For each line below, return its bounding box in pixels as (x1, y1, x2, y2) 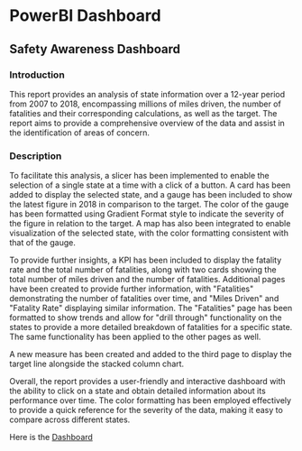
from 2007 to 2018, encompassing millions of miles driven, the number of (9, 98, 281, 109)
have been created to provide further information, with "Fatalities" (9, 283, 254, 294)
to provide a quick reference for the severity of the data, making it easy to (9, 405, 284, 416)
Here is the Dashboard (9, 432, 93, 443)
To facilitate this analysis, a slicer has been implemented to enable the (9, 170, 270, 181)
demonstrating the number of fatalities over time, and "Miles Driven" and (9, 293, 279, 304)
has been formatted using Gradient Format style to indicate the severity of (9, 208, 285, 219)
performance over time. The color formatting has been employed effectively (9, 395, 291, 406)
